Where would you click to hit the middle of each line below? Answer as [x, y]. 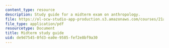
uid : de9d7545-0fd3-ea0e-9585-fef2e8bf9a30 [52, 38]
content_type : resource [30, 10]
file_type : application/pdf [35, 24]
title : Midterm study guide [35, 33]
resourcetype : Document [30, 28]
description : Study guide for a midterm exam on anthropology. [73, 14]
